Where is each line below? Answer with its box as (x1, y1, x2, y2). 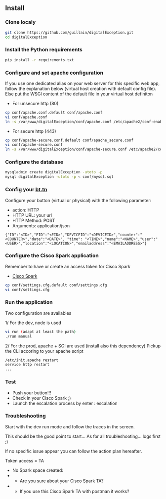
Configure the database (5, 159, 63, 166)
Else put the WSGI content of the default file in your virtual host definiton (5, 91, 153, 97)
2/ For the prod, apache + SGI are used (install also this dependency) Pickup (5, 343, 161, 349)
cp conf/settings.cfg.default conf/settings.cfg (5, 283, 107, 288)
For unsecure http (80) (12, 100, 59, 106)
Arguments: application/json (12, 222, 70, 229)
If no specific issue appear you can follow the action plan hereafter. (5, 448, 142, 454)
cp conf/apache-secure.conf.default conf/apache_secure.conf (5, 138, 134, 143)
